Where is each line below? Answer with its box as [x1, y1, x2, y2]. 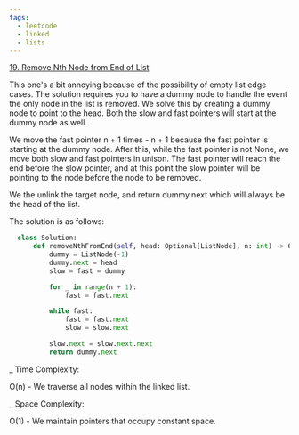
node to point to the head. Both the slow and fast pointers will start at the [9, 108, 277, 118]
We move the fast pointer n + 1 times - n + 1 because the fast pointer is [9, 134, 269, 145]
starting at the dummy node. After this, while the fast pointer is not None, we [9, 144, 289, 155]
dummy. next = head [48, 258, 117, 267]
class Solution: [17, 233, 77, 243]
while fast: [48, 307, 93, 316]
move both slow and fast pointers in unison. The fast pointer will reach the [9, 153, 281, 165]
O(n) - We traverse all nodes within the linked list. [9, 381, 190, 391]
